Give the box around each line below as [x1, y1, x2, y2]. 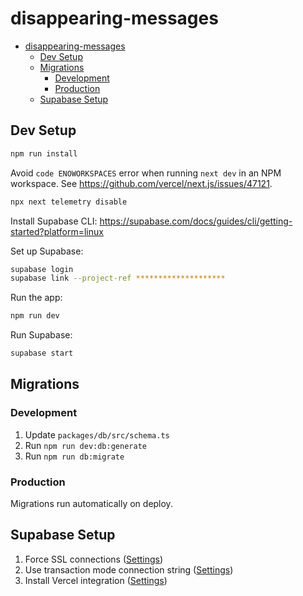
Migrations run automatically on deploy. [10, 497, 173, 509]
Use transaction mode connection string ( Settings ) [24, 563, 234, 576]
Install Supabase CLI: [10, 215, 98, 227]
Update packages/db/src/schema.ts [24, 428, 170, 441]
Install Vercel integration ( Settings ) [24, 574, 168, 586]
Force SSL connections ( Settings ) [24, 553, 164, 565]
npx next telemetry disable [10, 197, 128, 207]
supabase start [10, 348, 74, 359]
